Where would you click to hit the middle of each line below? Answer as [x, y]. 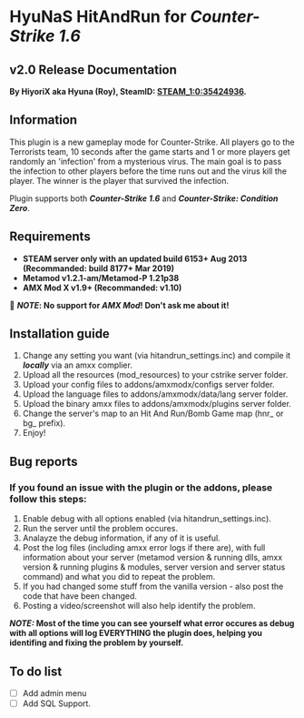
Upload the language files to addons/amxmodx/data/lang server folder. [155, 394]
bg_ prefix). [44, 423]
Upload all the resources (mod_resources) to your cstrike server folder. [155, 375]
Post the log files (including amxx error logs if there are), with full [144, 548]
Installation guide [60, 334]
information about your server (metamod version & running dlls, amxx [152, 558]
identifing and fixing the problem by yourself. [97, 642]
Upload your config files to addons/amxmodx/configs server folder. [148, 385]
